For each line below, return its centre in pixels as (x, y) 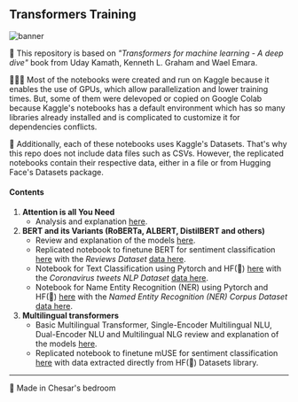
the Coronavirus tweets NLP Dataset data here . (122, 278)
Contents (27, 192)
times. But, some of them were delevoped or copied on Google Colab (136, 98)
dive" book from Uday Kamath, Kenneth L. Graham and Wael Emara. (133, 62)
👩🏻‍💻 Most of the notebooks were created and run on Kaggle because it (139, 80)
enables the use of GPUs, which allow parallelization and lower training (139, 89)
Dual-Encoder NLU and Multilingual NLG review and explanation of (157, 335)
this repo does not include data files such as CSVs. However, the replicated (146, 153)
